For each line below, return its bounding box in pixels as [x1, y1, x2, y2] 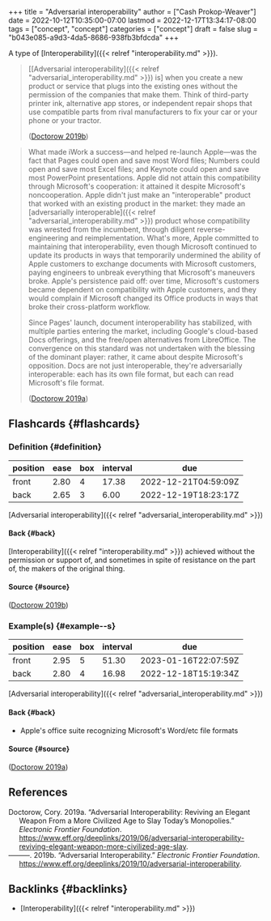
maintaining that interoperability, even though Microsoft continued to [28, 242, 257, 251]
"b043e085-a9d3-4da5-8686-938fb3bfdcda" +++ [8, 32, 180, 42]
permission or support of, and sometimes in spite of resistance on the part [8, 555, 256, 565]
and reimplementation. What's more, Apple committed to [70, 233, 259, 242]
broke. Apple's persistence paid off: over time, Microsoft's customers [28, 276, 260, 286]
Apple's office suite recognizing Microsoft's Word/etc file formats [19, 725, 239, 736]
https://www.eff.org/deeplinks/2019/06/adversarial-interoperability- [19, 833, 245, 842]
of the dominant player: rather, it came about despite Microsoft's [28, 352, 243, 361]
